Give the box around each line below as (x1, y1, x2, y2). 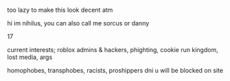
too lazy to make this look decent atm (7, 6, 113, 14)
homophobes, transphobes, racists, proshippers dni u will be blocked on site (7, 67, 224, 74)
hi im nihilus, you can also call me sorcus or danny (7, 19, 150, 27)
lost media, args (7, 53, 53, 61)
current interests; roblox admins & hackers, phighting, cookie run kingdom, (7, 46, 218, 54)
